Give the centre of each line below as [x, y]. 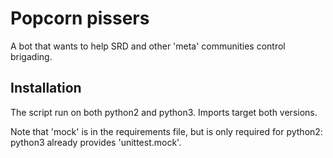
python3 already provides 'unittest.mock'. [96, 142]
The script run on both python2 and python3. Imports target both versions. [164, 112]
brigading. [31, 56]
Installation [46, 88]
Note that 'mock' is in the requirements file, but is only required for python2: [166, 131]
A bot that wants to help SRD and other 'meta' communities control [148, 46]
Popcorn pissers [80, 18]
